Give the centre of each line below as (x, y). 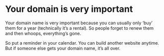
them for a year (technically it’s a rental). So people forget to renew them (80, 28)
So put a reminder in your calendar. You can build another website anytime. (82, 43)
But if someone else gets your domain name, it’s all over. (63, 48)
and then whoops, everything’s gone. (43, 33)
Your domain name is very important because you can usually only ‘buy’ (79, 23)
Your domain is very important (69, 9)
